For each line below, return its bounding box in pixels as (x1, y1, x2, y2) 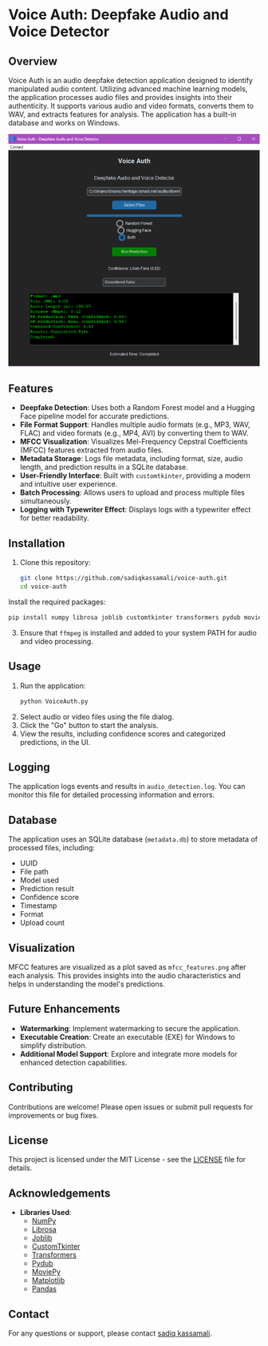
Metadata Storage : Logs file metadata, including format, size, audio (19, 454, 243, 464)
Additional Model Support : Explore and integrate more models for (19, 1049, 238, 1058)
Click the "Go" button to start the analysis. (19, 720, 159, 730)
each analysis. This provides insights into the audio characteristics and (8, 971, 241, 981)
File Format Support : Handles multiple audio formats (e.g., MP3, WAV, (19, 420, 250, 429)
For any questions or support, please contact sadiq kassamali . (8, 1328, 213, 1338)
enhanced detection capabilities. (19, 1057, 128, 1067)
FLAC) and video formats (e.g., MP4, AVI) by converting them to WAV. (19, 428, 249, 438)
